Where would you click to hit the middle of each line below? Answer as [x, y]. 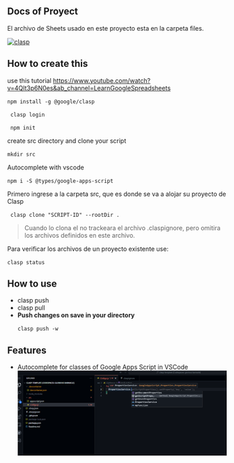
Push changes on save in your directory [76, 315]
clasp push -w [38, 329]
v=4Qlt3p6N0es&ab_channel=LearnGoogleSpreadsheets [89, 88]
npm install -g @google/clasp [51, 101]
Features [27, 350]
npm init [23, 128]
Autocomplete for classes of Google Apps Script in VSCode [103, 367]
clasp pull [31, 308]
